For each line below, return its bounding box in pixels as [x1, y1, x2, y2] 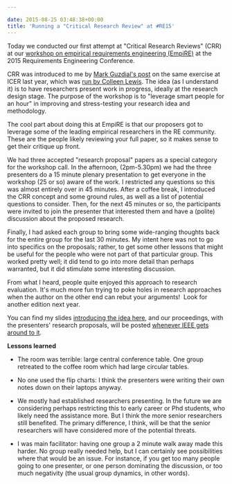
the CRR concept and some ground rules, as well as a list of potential [7, 192, 204, 201]
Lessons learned [7, 341, 57, 350]
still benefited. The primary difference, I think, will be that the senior [17, 418, 211, 427]
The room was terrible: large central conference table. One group [17, 355, 204, 364]
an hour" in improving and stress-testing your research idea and [7, 99, 190, 107]
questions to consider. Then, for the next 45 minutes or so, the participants [7, 199, 222, 208]
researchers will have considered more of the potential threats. [17, 426, 197, 434]
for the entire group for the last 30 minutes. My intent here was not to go [7, 235, 214, 243]
